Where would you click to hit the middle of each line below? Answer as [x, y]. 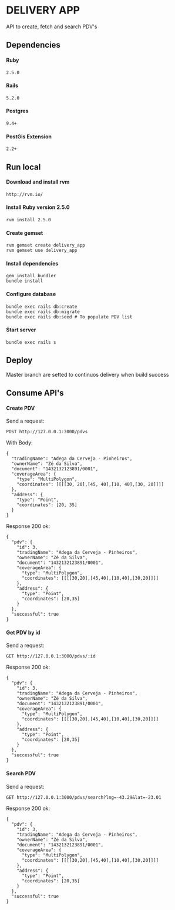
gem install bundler [31, 276]
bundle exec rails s [31, 342]
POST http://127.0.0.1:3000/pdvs [47, 432]
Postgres [17, 111]
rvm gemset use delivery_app [42, 251]
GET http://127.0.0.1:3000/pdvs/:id [51, 656]
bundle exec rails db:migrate [43, 312]
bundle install [25, 281]
